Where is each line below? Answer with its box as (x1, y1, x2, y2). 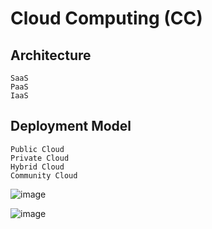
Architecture (10, 47, 92, 64)
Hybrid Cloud (10, 162, 65, 172)
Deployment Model (10, 118, 132, 135)
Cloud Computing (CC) (10, 7, 203, 30)
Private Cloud (10, 153, 70, 163)
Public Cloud (10, 144, 65, 154)
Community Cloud (10, 170, 78, 181)
